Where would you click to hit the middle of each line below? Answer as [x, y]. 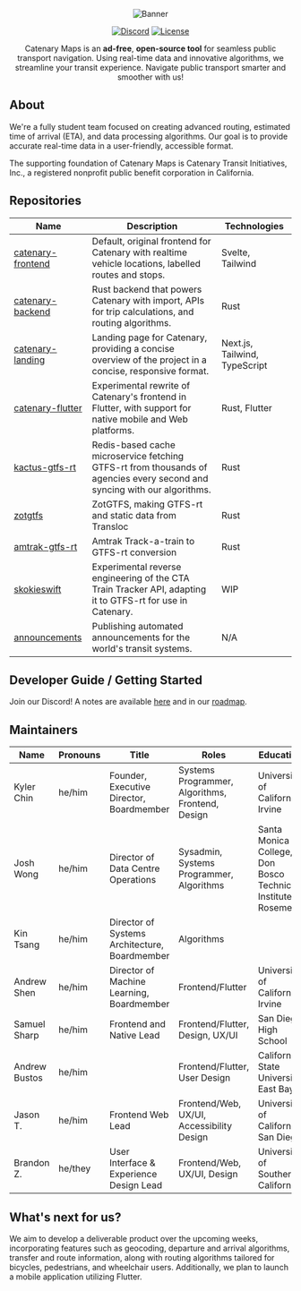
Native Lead [134, 1036]
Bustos [28, 1078]
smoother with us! [150, 77]
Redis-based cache [134, 445]
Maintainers [44, 730]
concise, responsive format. [150, 371]
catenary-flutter [48, 407]
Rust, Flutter [247, 407]
